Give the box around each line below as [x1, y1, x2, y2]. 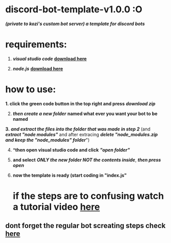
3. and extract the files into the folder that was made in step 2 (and [5, 126, 151, 132]
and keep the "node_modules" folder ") [5, 137, 90, 143]
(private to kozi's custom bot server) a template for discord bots [5, 21, 145, 27]
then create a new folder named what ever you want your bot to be [12, 110, 158, 117]
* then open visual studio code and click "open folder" [12, 146, 130, 153]
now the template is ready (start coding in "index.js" [12, 172, 127, 178]
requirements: [5, 39, 68, 50]
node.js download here [12, 65, 63, 71]
